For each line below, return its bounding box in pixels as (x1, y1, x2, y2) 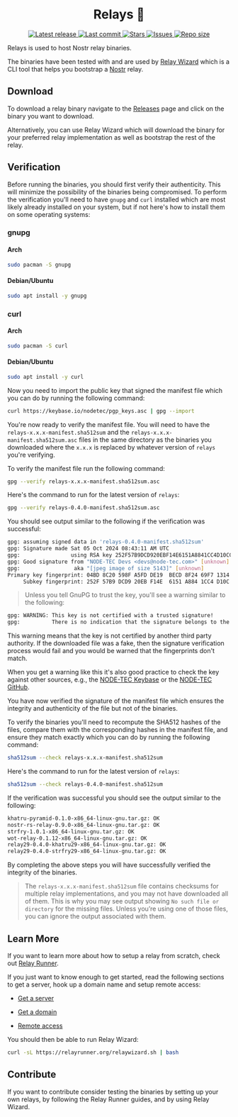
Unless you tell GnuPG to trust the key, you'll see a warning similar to (24, 591, 226, 599)
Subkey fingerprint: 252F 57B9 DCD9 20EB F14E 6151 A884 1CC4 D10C (23, 578, 230, 585)
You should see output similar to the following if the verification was (7, 517, 205, 526)
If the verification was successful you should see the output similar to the (7, 794, 221, 802)
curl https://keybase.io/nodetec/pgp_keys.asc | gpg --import (7, 407, 195, 414)
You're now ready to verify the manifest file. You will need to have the (7, 420, 210, 428)
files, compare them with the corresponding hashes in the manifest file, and (7, 726, 228, 734)
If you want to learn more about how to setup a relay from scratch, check (7, 952, 221, 960)
